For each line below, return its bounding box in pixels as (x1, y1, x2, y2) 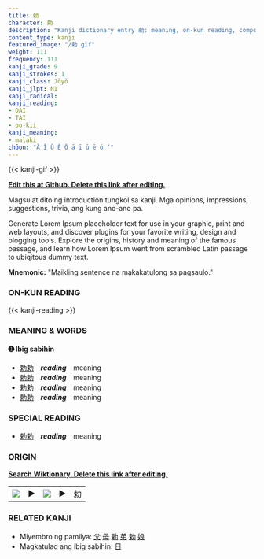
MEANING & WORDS (8, 324, 88, 335)
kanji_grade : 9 (8, 63, 58, 71)
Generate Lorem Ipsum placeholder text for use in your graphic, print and (8, 219, 245, 228)
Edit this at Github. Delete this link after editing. (8, 180, 166, 190)
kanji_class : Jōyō (8, 77, 68, 85)
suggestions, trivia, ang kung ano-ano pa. (8, 204, 144, 213)
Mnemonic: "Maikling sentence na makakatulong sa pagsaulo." (8, 268, 214, 277)
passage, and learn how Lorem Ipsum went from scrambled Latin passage (8, 244, 248, 254)
